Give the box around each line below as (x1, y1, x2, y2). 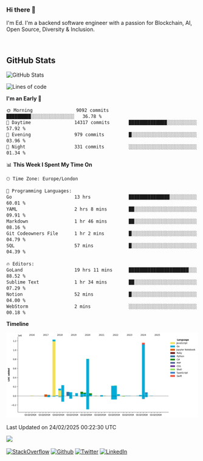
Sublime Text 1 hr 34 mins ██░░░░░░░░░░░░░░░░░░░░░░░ (6, 279, 198, 285)
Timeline (6, 321, 29, 328)
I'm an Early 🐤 (6, 95, 42, 102)
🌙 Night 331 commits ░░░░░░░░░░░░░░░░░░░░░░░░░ (6, 144, 198, 150)
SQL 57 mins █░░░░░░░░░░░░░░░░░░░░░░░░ (6, 243, 198, 249)
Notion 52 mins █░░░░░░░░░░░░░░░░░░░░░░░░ (6, 291, 198, 297)
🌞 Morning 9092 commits (6, 108, 109, 114)
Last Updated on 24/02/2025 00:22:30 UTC (6, 423, 117, 431)
